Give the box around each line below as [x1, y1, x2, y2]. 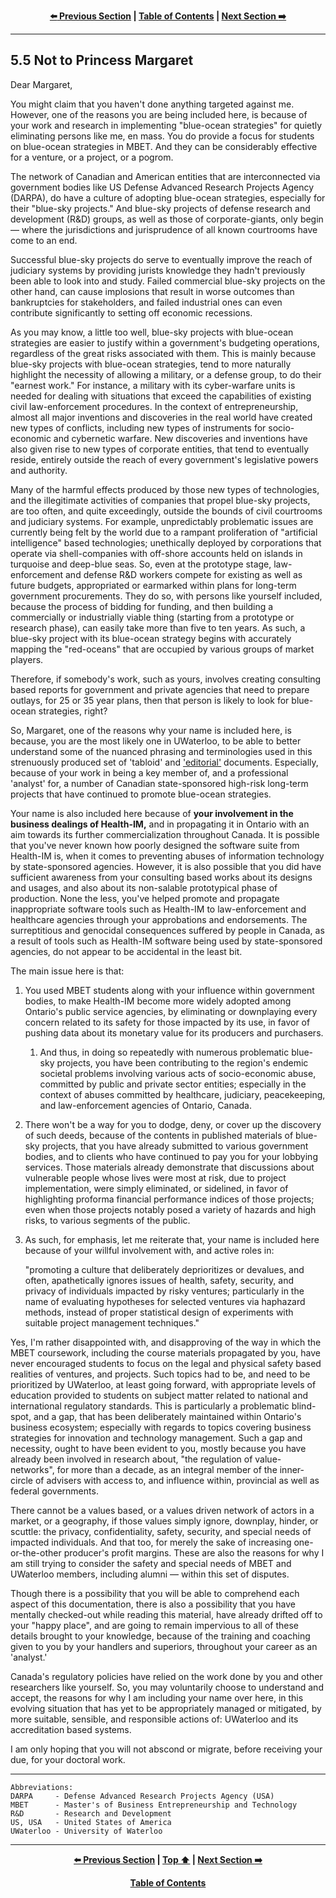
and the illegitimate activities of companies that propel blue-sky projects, [10, 494, 311, 506]
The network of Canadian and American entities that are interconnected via [10, 170, 321, 182]
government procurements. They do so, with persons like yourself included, [10, 590, 323, 602]
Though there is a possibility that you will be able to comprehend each [10, 1587, 300, 1599]
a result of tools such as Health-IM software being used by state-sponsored [10, 935, 323, 947]
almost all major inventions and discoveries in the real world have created [10, 411, 313, 423]
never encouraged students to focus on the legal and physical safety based [10, 1357, 322, 1369]
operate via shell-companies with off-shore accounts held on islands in [10, 547, 303, 559]
